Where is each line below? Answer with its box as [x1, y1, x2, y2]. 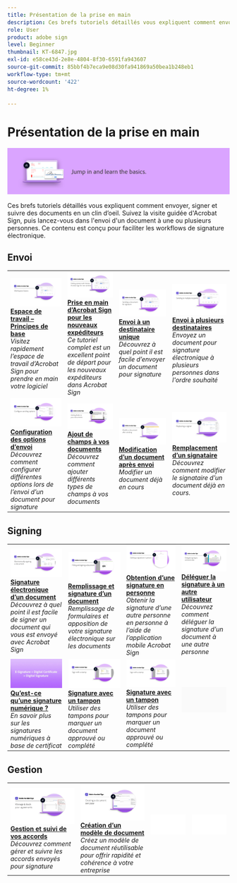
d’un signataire [172, 451, 217, 459]
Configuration [10, 427, 53, 436]
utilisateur [181, 595, 212, 603]
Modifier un [119, 468, 153, 476]
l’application [126, 634, 162, 642]
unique [119, 332, 140, 341]
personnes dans [172, 368, 220, 376]
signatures [10, 726, 42, 734]
